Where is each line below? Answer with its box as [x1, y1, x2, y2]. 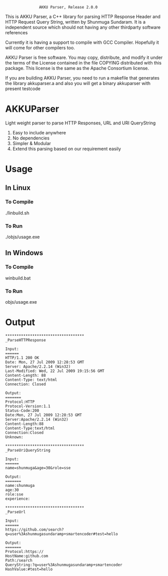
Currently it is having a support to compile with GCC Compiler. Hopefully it [5, 39, 159, 45]
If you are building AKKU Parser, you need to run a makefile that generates [5, 75, 160, 81]
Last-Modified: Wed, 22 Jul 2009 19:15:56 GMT [5, 369, 105, 374]
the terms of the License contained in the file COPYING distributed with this [5, 60, 162, 65]
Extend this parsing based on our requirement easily [12, 146, 121, 152]
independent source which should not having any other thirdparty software [5, 24, 161, 30]
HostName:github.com [5, 554, 49, 559]
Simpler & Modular [12, 140, 51, 146]
